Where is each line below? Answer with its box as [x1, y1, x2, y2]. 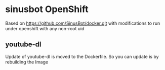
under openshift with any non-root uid [5, 25, 85, 31]
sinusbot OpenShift [5, 4, 89, 15]
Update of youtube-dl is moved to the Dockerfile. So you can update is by [5, 53, 159, 59]
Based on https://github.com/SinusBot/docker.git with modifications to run [5, 20, 160, 26]
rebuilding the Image [5, 59, 49, 65]
